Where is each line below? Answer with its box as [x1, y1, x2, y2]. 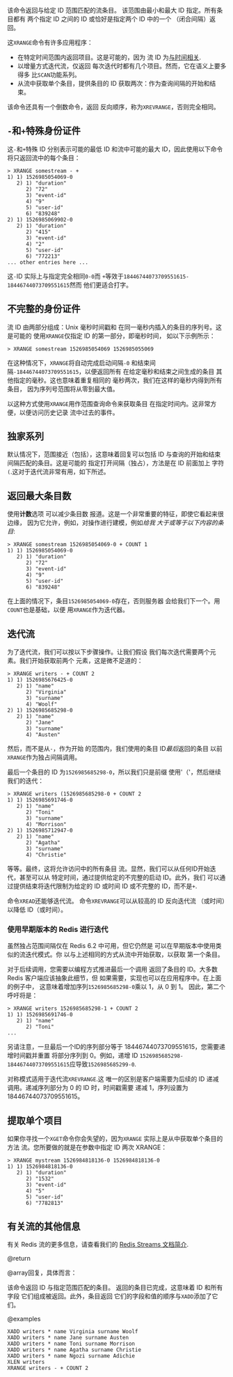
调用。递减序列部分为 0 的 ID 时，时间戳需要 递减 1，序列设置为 [7, 1084, 189, 1092]
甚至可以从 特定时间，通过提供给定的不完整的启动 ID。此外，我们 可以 [19, 873, 220, 882]
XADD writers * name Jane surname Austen [7, 1334, 129, 1341]
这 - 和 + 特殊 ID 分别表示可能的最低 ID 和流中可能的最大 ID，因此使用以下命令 [7, 145, 223, 153]
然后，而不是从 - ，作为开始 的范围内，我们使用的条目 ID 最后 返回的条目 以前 [7, 745, 223, 753]
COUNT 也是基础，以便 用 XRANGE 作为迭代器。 [7, 605, 129, 614]
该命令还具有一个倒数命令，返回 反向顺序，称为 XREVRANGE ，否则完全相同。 [7, 103, 220, 111]
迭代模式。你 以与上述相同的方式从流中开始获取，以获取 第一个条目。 [25, 950, 224, 959]
